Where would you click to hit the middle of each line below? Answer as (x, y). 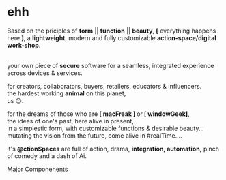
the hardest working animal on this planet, (67, 93)
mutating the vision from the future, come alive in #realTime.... (95, 135)
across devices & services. (45, 73)
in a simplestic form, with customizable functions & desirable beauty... (105, 128)
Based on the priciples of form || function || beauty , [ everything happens (112, 31)
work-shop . (24, 45)
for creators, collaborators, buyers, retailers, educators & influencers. (104, 86)
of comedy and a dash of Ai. (47, 156)
